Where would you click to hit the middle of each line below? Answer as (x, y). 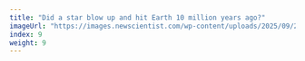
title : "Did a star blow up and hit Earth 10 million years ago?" (138, 17)
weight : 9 (28, 43)
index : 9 (26, 34)
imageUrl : (28, 26)
